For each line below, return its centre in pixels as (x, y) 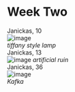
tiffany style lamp (32, 45)
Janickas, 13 (25, 52)
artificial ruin (51, 59)
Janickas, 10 (25, 31)
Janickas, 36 (25, 67)
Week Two (37, 12)
